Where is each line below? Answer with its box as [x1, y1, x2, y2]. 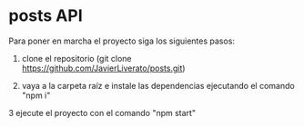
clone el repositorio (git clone [21, 53, 133, 63]
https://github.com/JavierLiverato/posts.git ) [21, 63, 186, 73]
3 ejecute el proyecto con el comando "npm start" [8, 107, 197, 118]
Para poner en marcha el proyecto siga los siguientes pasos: [8, 35, 236, 46]
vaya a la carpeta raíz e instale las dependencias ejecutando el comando [21, 80, 295, 91]
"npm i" [21, 90, 51, 101]
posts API [8, 5, 83, 26]
